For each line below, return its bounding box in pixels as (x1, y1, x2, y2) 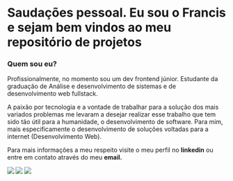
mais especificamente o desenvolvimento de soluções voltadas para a (7, 125, 209, 133)
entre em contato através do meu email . (7, 153, 122, 162)
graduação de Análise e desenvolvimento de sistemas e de (7, 82, 176, 91)
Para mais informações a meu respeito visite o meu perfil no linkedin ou (7, 146, 214, 154)
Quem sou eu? (7, 59, 57, 69)
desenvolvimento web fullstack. (7, 89, 99, 98)
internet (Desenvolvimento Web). (7, 132, 102, 141)
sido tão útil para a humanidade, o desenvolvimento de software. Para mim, (7, 118, 224, 126)
